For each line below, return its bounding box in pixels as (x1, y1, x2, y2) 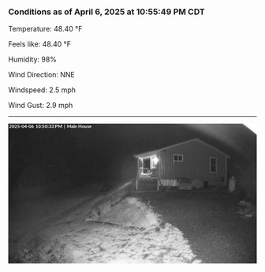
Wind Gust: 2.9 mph (8, 101, 73, 110)
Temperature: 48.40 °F (8, 24, 83, 34)
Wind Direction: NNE (8, 70, 75, 80)
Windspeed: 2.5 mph (8, 85, 77, 95)
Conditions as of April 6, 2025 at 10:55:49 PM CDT (8, 6, 205, 17)
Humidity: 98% (8, 54, 58, 65)
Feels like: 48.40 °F (8, 39, 71, 49)
